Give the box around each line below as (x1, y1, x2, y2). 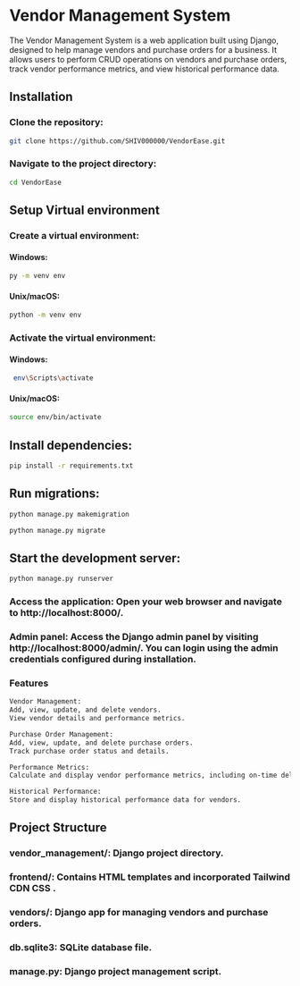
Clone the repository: (9, 116, 104, 129)
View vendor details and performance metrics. (9, 714, 186, 723)
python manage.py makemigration (9, 510, 129, 518)
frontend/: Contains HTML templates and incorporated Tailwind (9, 871, 291, 883)
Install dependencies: (9, 437, 132, 452)
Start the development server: (9, 551, 181, 566)
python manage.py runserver (9, 574, 114, 584)
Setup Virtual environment (9, 203, 161, 218)
